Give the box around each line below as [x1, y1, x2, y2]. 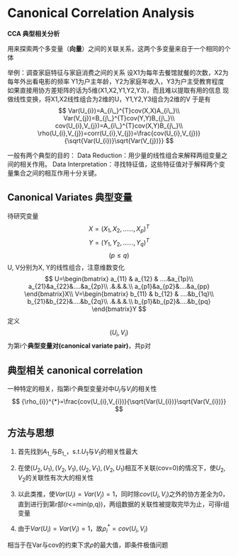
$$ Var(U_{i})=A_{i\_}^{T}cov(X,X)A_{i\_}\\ [57, 106, 181, 115]
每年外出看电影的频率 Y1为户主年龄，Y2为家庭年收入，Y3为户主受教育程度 [7, 76, 225, 86]
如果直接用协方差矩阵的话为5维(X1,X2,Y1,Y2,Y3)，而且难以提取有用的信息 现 [7, 86, 229, 94]
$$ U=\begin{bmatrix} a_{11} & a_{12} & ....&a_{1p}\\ [45, 274, 193, 283]
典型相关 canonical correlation [7, 364, 143, 376]
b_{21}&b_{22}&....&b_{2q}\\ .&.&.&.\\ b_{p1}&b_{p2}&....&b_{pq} [27, 297, 211, 305]
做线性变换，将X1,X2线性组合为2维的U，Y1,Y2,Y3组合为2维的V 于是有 [7, 94, 211, 103]
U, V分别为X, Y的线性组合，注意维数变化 [7, 263, 125, 271]
